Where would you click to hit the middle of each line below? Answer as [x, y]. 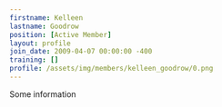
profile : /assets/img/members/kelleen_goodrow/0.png [111, 69]
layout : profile [40, 43]
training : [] [34, 60]
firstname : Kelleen [46, 18]
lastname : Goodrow [44, 26]
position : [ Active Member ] [61, 34]
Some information [43, 94]
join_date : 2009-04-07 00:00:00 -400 [81, 52]
